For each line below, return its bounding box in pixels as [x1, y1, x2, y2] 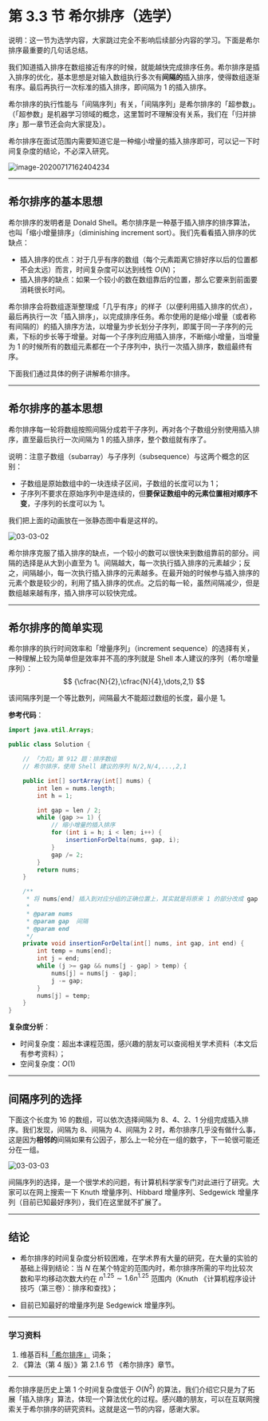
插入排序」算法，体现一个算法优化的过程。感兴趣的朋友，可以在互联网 [22, 1395, 253, 1404]
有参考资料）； [19, 1049, 66, 1059]
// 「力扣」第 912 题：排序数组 [22, 755, 117, 764]
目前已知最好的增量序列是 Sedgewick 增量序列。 [19, 1300, 179, 1310]
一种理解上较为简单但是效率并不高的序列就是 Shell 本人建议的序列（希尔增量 [8, 653, 259, 664]
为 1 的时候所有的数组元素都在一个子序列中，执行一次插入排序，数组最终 [8, 341, 246, 351]
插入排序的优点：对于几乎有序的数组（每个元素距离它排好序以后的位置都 [19, 254, 258, 264]
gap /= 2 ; [50, 851, 84, 859]
